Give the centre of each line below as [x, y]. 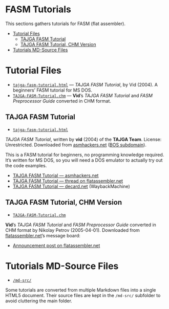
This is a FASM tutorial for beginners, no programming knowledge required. [85, 154]
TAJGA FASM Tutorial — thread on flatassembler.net [68, 181]
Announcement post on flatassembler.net [56, 245]
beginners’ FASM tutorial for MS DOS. [52, 90]
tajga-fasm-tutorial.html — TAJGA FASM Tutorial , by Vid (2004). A [85, 84]
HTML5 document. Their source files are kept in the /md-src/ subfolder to [83, 296]
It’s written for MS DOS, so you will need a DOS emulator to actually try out [84, 160]
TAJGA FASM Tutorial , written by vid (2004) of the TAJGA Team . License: [83, 139]
